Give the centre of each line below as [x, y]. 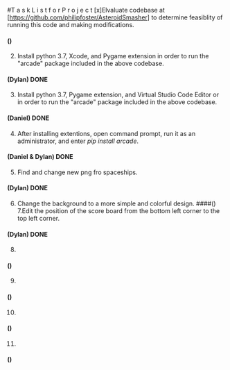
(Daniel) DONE [28, 118]
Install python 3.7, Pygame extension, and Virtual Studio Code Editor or [118, 95]
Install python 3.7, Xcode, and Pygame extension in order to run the [113, 56]
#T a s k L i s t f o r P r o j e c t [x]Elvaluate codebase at [86, 10]
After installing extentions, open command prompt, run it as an [106, 133]
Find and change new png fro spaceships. [77, 172]
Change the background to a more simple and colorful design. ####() [116, 203]
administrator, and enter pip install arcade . [78, 141]
